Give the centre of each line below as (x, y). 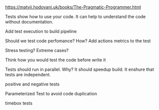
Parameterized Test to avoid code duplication (51, 94)
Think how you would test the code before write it (55, 60)
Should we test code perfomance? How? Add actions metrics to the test (78, 41)
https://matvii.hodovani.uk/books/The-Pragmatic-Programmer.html (73, 7)
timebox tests (19, 103)
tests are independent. (28, 75)
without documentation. (29, 22)
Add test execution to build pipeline (41, 31)
